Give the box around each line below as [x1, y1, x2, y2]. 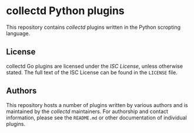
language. [6, 29, 31, 36]
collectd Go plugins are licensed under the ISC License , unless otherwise [6, 62, 183, 69]
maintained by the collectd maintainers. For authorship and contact [6, 108, 169, 115]
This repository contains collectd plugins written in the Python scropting [6, 24, 181, 31]
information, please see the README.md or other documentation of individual [6, 114, 187, 121]
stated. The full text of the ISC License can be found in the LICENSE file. [6, 69, 178, 76]
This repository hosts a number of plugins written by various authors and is [6, 101, 188, 108]
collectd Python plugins [6, 4, 125, 18]
